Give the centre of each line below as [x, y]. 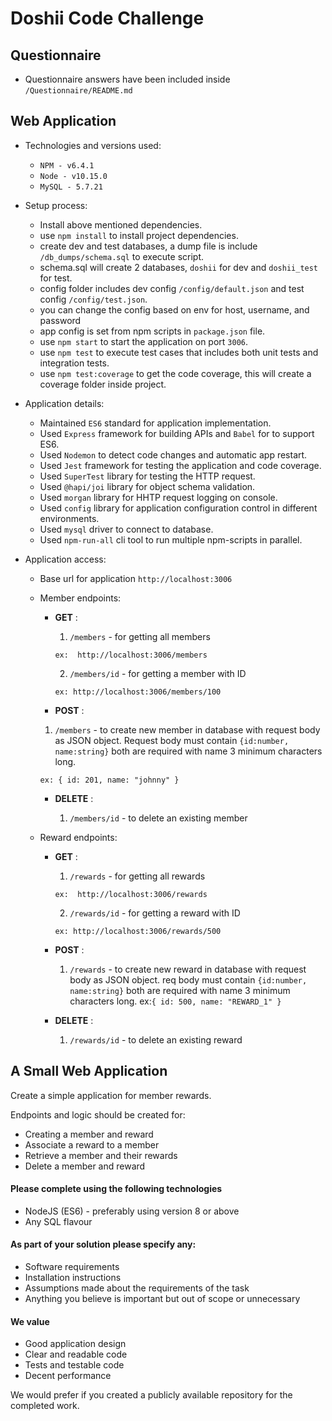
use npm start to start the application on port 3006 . [144, 341]
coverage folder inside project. [103, 384]
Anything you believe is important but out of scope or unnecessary [162, 1299]
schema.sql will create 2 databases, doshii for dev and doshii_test [179, 267]
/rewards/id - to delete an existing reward [156, 1039]
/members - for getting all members [140, 636]
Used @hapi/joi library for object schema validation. [147, 486]
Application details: [64, 403]
